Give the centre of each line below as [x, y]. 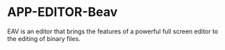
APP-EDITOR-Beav [62, 12]
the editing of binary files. [44, 38]
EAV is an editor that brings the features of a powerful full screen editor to [113, 31]
